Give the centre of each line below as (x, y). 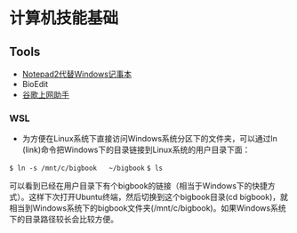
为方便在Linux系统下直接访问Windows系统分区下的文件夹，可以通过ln (149, 139)
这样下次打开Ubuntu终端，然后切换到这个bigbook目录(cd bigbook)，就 (158, 197)
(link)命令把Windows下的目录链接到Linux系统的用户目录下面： (136, 150)
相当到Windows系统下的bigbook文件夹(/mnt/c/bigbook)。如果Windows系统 (148, 208)
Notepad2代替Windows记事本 (77, 74)
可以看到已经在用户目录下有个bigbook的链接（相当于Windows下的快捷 (139, 186)
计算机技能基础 (64, 18)
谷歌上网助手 (45, 95)
